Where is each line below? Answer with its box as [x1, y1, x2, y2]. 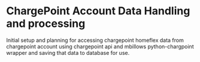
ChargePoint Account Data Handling [6, 4, 190, 18]
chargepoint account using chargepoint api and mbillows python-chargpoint [6, 43, 194, 50]
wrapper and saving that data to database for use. [6, 49, 130, 56]
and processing [6, 17, 86, 30]
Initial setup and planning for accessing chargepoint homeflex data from [6, 36, 184, 44]
